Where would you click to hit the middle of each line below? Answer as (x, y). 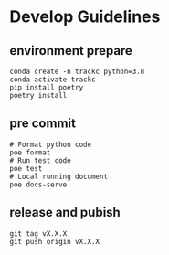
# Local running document (58, 176)
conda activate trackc (53, 80)
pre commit (42, 124)
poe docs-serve (38, 185)
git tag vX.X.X (38, 234)
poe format (30, 153)
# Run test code (40, 160)
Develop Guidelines (85, 17)
